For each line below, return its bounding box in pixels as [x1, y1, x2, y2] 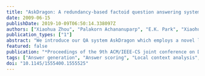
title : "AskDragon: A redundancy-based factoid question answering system [6, 9, 201, 15]
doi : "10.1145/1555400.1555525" [6, 60, 88, 66]
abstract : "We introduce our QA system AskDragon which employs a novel [6, 37, 195, 44]
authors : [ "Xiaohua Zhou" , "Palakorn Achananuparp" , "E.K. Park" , [6, 26, 179, 32]
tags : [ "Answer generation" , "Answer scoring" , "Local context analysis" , [6, 55, 201, 61]
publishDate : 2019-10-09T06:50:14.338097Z [6, 20, 116, 26]
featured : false [6, 44, 48, 50]
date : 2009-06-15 [6, 15, 51, 21]
